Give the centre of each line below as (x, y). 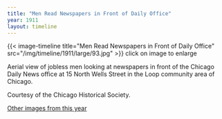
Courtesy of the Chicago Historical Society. (69, 95)
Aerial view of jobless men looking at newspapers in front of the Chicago (111, 67)
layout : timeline (32, 26)
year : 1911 (23, 20)
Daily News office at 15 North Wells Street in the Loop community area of (111, 74)
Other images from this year (47, 109)
